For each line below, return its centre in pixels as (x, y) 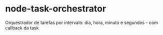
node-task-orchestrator (56, 9)
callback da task (22, 27)
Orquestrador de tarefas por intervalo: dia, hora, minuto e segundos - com (82, 22)
